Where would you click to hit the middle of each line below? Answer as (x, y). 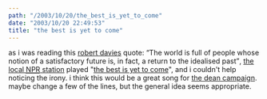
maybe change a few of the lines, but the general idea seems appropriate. (130, 86)
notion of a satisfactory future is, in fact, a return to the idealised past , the (131, 61)
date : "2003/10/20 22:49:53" (57, 23)
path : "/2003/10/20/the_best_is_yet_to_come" (85, 15)
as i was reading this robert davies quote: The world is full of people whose (134, 53)
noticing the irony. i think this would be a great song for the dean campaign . (133, 78)
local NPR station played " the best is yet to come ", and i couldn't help (122, 70)
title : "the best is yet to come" (66, 30)
